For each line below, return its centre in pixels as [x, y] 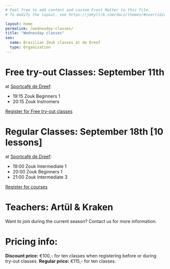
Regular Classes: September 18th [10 [84, 131]
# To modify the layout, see [36, 15]
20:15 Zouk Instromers [36, 101]
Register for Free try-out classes [39, 111]
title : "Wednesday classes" [35, 33]
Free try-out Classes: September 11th [85, 72]
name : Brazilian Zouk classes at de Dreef [55, 43]
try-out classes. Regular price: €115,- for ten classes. [61, 261]
